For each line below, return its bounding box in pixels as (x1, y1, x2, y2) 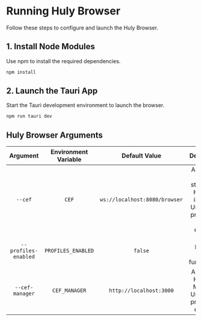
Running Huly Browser (6, 4, 121, 18)
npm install (6, 69, 36, 75)
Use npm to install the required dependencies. (6, 57, 121, 64)
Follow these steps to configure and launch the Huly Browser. (6, 24, 159, 31)
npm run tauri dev (6, 113, 52, 120)
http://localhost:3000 (109, 287, 174, 294)
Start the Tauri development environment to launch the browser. (6, 102, 165, 109)
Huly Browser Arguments (6, 130, 103, 140)
